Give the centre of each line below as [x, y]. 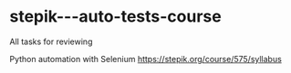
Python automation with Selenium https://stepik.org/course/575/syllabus [146, 59]
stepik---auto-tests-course [115, 17]
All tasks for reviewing [51, 41]
